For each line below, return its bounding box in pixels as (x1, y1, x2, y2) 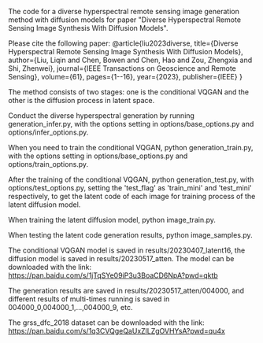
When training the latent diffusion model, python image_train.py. (8, 216, 217, 224)
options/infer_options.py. (8, 127, 89, 137)
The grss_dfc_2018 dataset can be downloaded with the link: (8, 318, 205, 327)
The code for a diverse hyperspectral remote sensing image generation (8, 7, 240, 16)
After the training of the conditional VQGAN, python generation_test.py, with (8, 175, 254, 184)
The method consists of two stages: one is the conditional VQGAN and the (8, 87, 250, 97)
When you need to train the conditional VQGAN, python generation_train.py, (8, 143, 254, 152)
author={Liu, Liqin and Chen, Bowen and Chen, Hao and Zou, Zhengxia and (8, 55, 253, 65)
